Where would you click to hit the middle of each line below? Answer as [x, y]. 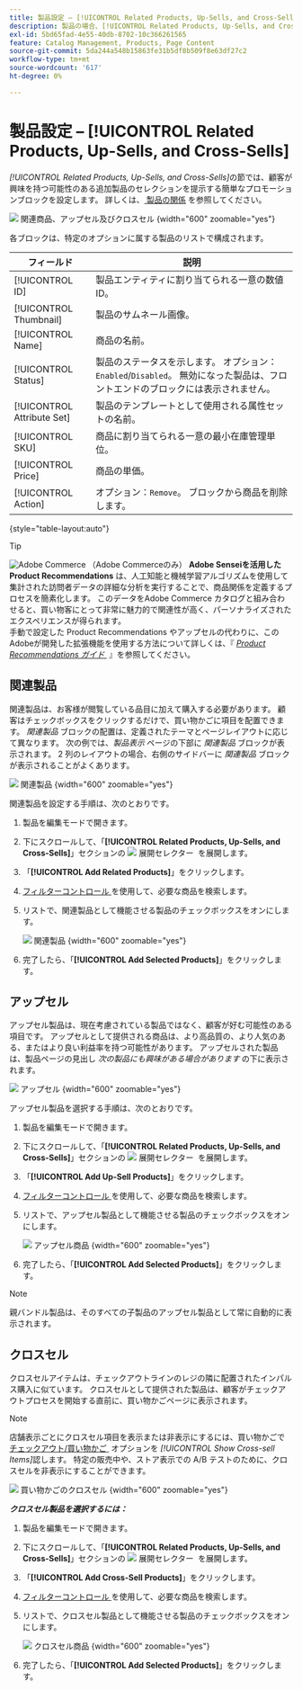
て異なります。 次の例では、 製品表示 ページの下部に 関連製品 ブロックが [143, 742]
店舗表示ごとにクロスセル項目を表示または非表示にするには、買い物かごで [147, 1437]
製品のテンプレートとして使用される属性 [181, 406]
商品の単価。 [123, 470]
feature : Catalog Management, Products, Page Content [112, 43]
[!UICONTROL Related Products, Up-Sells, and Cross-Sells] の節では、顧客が [151, 177]
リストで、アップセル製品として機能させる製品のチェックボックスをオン [156, 1215]
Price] [27, 476]
